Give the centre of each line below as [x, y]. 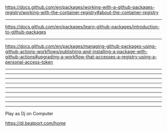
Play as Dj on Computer [29, 113]
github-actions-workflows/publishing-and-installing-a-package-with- [77, 51]
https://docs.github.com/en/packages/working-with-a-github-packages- [80, 7]
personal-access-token [29, 62]
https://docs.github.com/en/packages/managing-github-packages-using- [81, 46]
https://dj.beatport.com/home [36, 123]
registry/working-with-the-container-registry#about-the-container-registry [82, 12]
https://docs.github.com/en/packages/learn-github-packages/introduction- [83, 27]
